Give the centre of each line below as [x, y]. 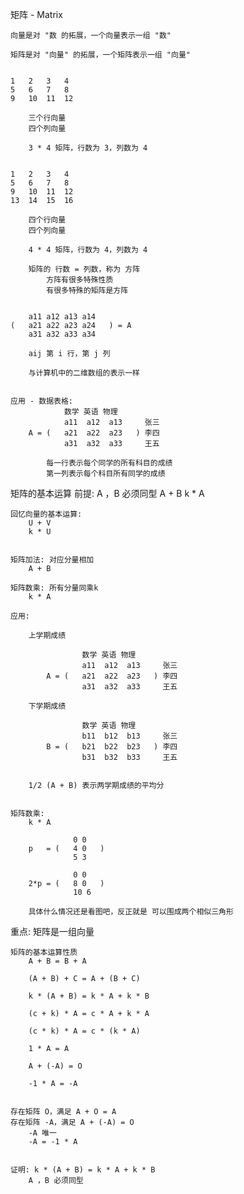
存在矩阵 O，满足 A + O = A [63, 1112]
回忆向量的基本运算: [46, 514]
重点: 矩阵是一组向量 [52, 931]
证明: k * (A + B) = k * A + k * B [83, 1170]
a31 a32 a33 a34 [62, 334]
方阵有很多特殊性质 [80, 280]
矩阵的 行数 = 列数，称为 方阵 [84, 269]
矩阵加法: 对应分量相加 [52, 560]
